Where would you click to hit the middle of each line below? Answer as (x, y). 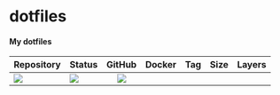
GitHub (121, 65)
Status (84, 65)
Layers (252, 65)
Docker (161, 65)
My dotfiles (31, 41)
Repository (37, 65)
